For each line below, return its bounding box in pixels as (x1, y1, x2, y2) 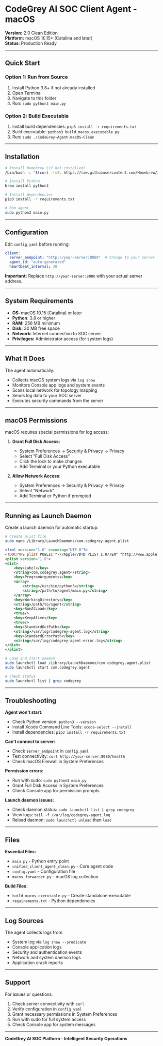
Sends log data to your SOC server (12, 392, 82, 398)
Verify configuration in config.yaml (12, 1006, 82, 1012)
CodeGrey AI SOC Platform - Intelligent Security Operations (5, 1035, 128, 1041)
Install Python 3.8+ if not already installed (12, 84, 96, 91)
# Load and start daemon (5, 656, 55, 661)
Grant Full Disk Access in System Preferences (12, 783, 104, 788)
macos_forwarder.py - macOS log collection (12, 874, 98, 880)
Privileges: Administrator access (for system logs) (12, 336, 113, 342)
